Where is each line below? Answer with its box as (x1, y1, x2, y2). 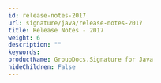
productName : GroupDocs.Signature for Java (8, 56, 154, 64)
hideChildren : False (8, 63, 77, 71)
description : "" (8, 41, 62, 49)
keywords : (8, 48, 41, 56)
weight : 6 (8, 33, 41, 42)
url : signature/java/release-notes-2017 (8, 19, 144, 27)
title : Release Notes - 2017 (8, 26, 104, 34)
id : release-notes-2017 (8, 11, 87, 20)
